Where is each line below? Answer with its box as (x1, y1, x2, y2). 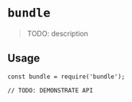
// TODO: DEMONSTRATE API (7, 86, 93, 94)
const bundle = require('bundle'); (7, 73, 126, 81)
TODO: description (26, 28, 89, 38)
